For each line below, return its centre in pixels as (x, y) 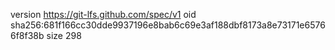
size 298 (64, 35)
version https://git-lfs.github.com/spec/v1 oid (103, 14)
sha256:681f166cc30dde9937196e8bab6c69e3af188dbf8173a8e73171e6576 (168, 25)
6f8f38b (27, 35)
